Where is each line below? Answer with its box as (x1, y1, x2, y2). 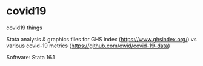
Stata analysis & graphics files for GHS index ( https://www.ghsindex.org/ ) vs (6, 35, 197, 43)
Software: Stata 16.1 (6, 53, 55, 61)
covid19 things (6, 24, 42, 31)
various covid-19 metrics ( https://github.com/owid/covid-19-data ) (6, 42, 171, 49)
